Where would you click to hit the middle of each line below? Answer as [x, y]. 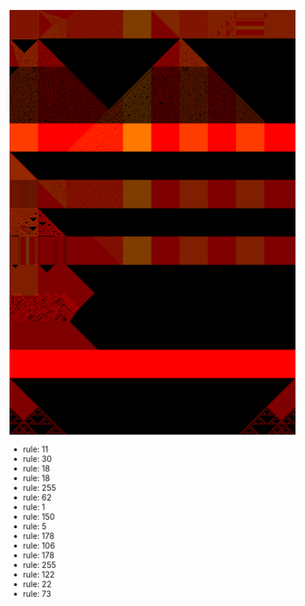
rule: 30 [37, 459]
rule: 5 [34, 526]
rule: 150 [39, 517]
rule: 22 [37, 584]
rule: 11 [35, 449]
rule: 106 [39, 546]
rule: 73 [37, 594]
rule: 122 [39, 575]
